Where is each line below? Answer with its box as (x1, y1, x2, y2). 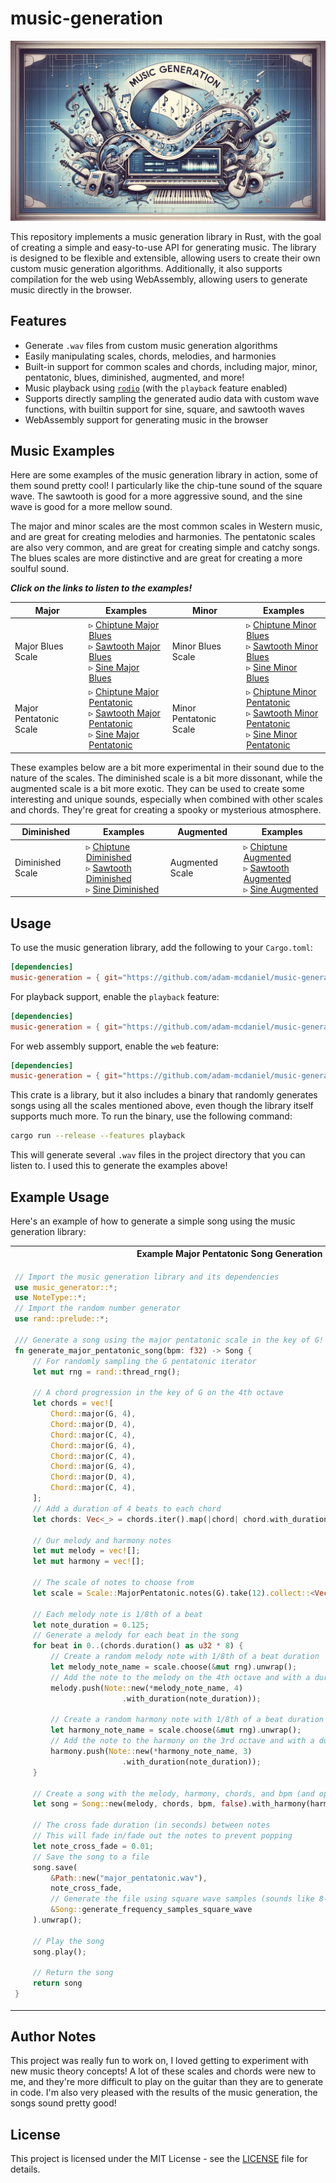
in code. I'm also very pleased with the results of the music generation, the (10, 2087, 318, 2099)
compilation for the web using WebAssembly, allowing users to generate (10, 273, 308, 285)
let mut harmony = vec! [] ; (32, 1557, 145, 1567)
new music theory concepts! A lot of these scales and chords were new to (10, 2065, 317, 2077)
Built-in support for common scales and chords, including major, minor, (24, 360, 318, 372)
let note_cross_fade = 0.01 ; (32, 1841, 154, 1851)
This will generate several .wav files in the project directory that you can (10, 1149, 306, 1161)
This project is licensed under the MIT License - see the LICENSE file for (10, 2153, 308, 2165)
